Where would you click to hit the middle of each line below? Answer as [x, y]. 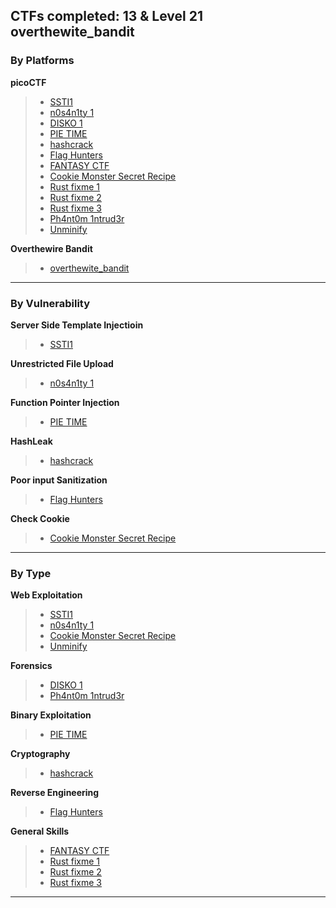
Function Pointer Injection [65, 402]
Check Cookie [40, 518]
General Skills [40, 831]
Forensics [31, 666]
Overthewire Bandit [51, 248]
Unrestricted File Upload [62, 363]
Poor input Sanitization [59, 480]
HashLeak [31, 441]
